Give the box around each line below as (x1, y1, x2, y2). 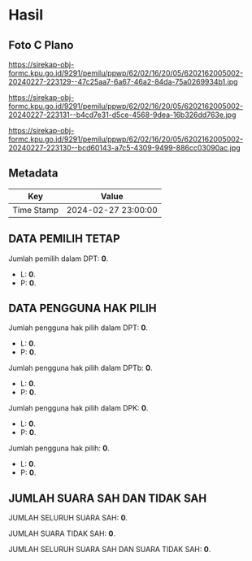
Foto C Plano (8, 38, 74, 52)
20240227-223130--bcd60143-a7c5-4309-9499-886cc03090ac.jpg (8, 143, 241, 152)
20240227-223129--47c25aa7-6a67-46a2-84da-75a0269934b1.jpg (8, 77, 238, 86)
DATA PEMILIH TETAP (8, 232, 120, 246)
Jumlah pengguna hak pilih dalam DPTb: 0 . (8, 363, 153, 373)
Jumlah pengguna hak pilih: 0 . (8, 443, 110, 453)
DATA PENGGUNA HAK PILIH (8, 302, 157, 315)
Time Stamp (12, 204, 59, 215)
